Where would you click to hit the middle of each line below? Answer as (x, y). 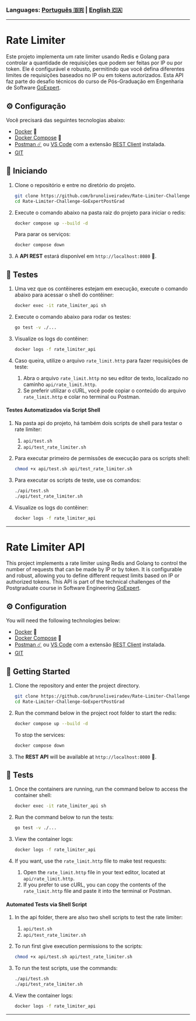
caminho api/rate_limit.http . (60, 384)
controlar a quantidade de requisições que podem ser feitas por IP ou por (94, 63)
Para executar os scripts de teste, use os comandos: (78, 480)
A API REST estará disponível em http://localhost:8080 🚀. (85, 256)
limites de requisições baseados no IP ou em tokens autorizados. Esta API (95, 75)
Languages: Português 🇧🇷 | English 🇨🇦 (64, 10)
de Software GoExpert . (34, 88)
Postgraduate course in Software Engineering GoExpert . (73, 588)
